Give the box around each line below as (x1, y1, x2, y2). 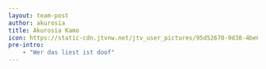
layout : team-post (8, 11, 69, 20)
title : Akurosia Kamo (8, 26, 80, 34)
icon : (8, 33, 26, 42)
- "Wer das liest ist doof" (22, 48, 115, 56)
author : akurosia (8, 19, 66, 27)
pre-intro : (8, 41, 44, 49)
